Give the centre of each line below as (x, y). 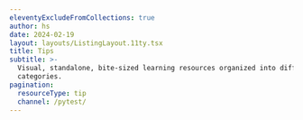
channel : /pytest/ (52, 102)
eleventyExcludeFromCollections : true (82, 18)
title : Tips (32, 51)
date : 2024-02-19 (42, 34)
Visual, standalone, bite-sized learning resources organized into (147, 69)
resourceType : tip (52, 93)
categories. (40, 77)
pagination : (32, 85)
